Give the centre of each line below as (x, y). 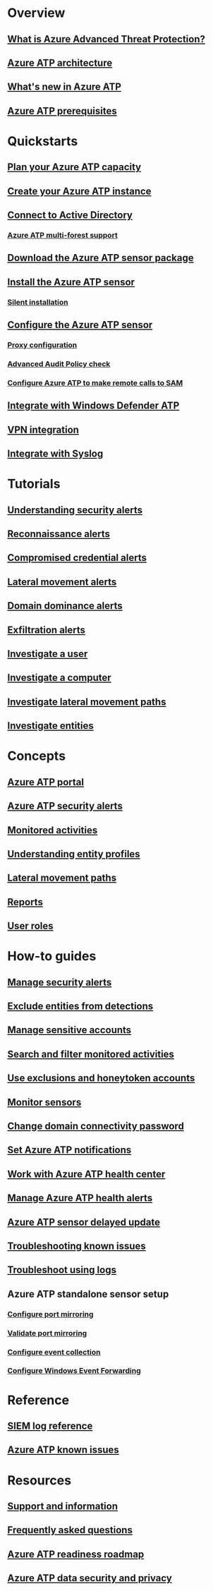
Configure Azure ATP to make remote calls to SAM (95, 382)
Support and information (63, 1506)
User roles (31, 926)
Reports (25, 902)
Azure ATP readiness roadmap (76, 1554)
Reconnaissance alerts (59, 534)
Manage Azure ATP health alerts (80, 1198)
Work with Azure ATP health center (86, 1174)
